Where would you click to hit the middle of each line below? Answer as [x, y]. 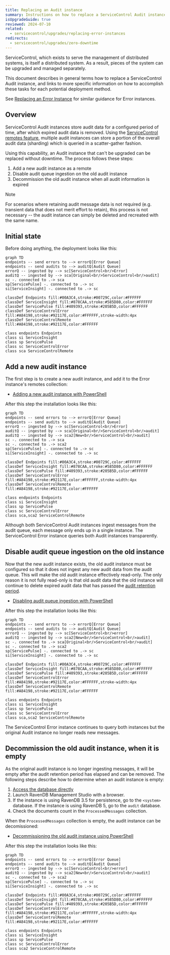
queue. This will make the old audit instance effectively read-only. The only [83, 575]
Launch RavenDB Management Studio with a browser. [69, 794]
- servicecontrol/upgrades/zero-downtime [54, 43]
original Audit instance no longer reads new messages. [62, 733]
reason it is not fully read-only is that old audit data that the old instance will [84, 580]
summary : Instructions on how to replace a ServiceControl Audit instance [86, 15]
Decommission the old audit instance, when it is [82, 749]
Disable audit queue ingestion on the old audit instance [70, 174]
